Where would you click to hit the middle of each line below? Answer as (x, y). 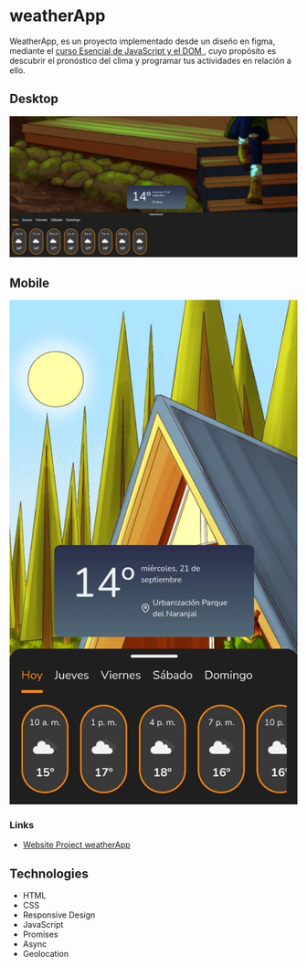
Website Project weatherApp (76, 845)
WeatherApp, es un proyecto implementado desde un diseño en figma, (143, 41)
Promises (40, 934)
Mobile (30, 283)
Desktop (34, 99)
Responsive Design (59, 915)
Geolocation (46, 953)
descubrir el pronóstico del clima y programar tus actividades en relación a (151, 60)
